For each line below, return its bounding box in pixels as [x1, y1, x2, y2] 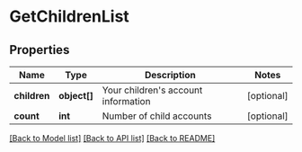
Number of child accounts [102, 110, 212, 122]
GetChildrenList [9, 6, 130, 27]
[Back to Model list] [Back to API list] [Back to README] [9, 133, 216, 143]
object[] [58, 90, 94, 102]
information [102, 95, 151, 107]
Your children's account [102, 84, 203, 96]
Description [144, 69, 196, 81]
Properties [9, 42, 70, 58]
